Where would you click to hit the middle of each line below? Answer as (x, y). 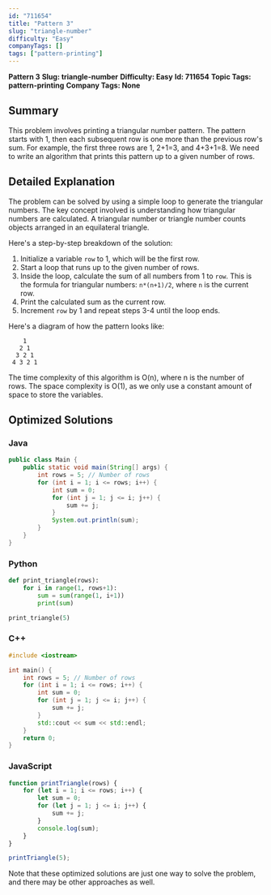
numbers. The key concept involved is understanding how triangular (122, 210)
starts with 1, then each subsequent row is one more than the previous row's (135, 139)
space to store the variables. (56, 394)
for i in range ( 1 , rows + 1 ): (70, 588)
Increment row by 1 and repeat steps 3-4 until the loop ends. (120, 310)
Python (23, 563)
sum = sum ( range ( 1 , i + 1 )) (81, 596)
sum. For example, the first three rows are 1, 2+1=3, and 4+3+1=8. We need (134, 148)
